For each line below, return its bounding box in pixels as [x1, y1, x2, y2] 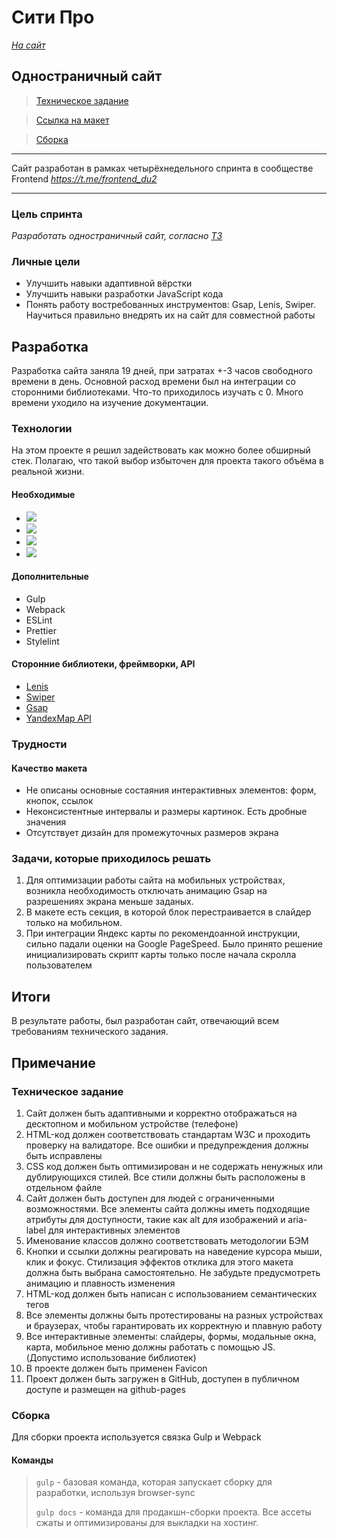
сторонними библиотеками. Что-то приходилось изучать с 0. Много [11, 386, 304, 398]
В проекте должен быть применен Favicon [25, 1362, 208, 1374]
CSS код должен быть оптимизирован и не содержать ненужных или [25, 1160, 324, 1172]
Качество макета [11, 762, 88, 774]
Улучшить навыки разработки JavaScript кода [25, 288, 224, 300]
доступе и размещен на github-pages [25, 1383, 186, 1395]
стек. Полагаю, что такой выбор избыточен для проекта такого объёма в [11, 455, 324, 467]
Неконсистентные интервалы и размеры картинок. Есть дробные [25, 806, 308, 818]
